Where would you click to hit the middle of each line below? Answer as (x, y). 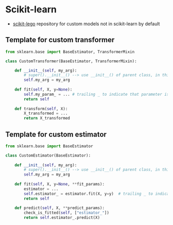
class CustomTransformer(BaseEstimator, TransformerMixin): (71, 61)
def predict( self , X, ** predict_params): (59, 208)
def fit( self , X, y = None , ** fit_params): (59, 184)
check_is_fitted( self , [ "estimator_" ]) (67, 213)
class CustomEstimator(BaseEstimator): (48, 155)
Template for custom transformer (60, 40)
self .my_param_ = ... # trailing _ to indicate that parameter (93, 94)
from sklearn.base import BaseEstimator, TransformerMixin (70, 52)
